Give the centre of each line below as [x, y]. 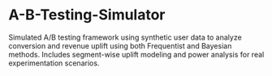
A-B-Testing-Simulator [87, 15]
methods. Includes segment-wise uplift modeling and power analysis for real [136, 54]
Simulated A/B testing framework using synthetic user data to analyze [125, 37]
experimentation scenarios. [54, 63]
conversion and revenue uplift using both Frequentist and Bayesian [120, 45]
